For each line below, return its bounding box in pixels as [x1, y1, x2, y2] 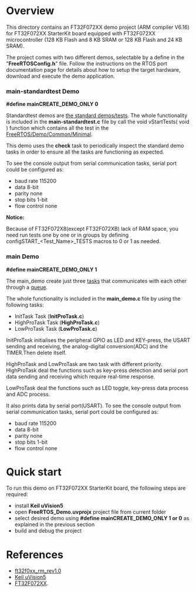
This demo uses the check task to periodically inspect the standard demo [6, 142, 184, 149]
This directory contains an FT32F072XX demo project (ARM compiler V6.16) [6, 24, 190, 31]
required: [6, 491, 28, 498]
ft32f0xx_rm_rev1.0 [14, 567, 62, 574]
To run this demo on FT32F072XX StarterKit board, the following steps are [6, 484, 186, 492]
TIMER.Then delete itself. [6, 349, 67, 356]
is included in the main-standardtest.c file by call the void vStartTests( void [6, 118, 190, 125]
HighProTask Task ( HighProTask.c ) [14, 319, 100, 326]
